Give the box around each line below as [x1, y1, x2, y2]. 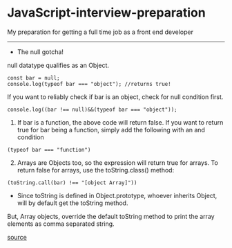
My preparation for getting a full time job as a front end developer [7, 28, 193, 36]
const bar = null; [7, 74, 60, 81]
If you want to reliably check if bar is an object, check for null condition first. [7, 92, 224, 101]
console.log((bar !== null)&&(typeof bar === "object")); [7, 106, 177, 113]
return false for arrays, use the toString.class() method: [17, 166, 175, 174]
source [7, 233, 28, 241]
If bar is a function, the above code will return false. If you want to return [17, 118, 224, 126]
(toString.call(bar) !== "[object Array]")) [7, 179, 137, 186]
